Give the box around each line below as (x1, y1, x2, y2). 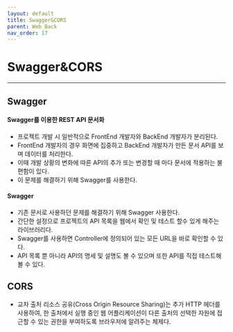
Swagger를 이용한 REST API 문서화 (7, 116, 105, 124)
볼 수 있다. (17, 260, 46, 268)
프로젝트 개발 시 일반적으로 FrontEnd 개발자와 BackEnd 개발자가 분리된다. (17, 132, 218, 141)
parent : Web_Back (7, 23, 58, 30)
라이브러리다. (17, 225, 53, 234)
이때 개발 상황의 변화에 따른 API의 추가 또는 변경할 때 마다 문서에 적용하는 (17, 158, 216, 166)
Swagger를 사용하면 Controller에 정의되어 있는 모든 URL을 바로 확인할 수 (17, 234, 216, 243)
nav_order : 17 (7, 29, 49, 37)
